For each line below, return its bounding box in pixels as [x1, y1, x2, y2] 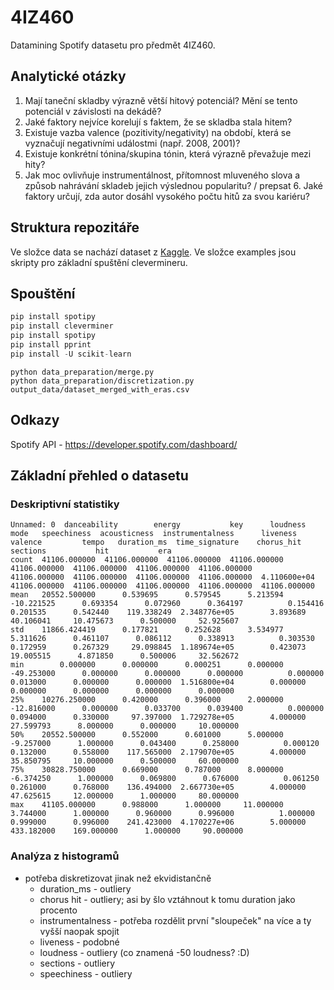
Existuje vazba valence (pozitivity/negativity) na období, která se [24, 126, 292, 138]
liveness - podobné [39, 936, 120, 948]
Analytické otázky [10, 68, 127, 85]
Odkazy [10, 412, 60, 429]
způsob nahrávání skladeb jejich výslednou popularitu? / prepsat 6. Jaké [24, 179, 324, 191]
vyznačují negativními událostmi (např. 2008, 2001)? [24, 137, 241, 149]
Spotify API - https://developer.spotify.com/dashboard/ [10, 438, 238, 450]
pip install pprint [10, 340, 92, 350]
